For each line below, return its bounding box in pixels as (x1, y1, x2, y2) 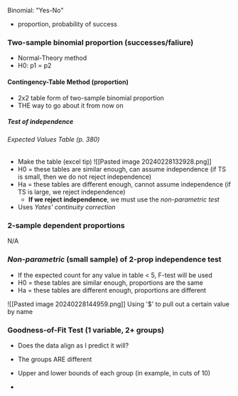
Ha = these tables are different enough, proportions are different (17, 286, 207, 294)
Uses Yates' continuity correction (17, 203, 116, 212)
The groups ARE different (17, 355, 92, 363)
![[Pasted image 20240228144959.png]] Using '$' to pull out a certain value (7, 299, 229, 308)
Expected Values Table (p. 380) (7, 135, 100, 144)
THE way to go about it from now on (17, 101, 124, 110)
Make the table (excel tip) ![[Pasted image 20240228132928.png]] (17, 157, 212, 166)
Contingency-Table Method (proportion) (7, 78, 129, 86)
